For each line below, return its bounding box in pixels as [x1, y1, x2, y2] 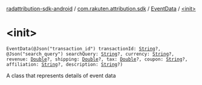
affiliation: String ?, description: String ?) [6, 61, 123, 68]
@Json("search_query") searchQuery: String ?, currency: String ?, [6, 51, 174, 57]
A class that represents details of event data [6, 72, 116, 79]
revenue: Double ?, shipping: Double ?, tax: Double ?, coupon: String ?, [6, 56, 188, 62]
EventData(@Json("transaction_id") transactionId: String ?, [6, 45, 161, 51]
